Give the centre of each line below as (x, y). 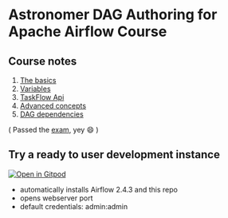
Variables (35, 89)
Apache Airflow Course (88, 32)
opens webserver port (56, 198)
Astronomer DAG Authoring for (113, 15)
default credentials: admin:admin (74, 206)
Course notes (43, 61)
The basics (38, 80)
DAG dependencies (51, 114)
